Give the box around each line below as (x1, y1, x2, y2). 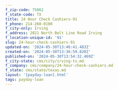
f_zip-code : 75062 (5, 7, 44, 12)
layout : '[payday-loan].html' (5, 72, 69, 77)
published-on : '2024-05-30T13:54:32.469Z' (5, 53, 95, 59)
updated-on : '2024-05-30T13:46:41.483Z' (5, 44, 91, 49)
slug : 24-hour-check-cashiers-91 (5, 40, 75, 45)
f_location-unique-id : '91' (5, 35, 64, 40)
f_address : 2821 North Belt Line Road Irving (5, 30, 102, 35)
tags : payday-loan (5, 77, 44, 82)
